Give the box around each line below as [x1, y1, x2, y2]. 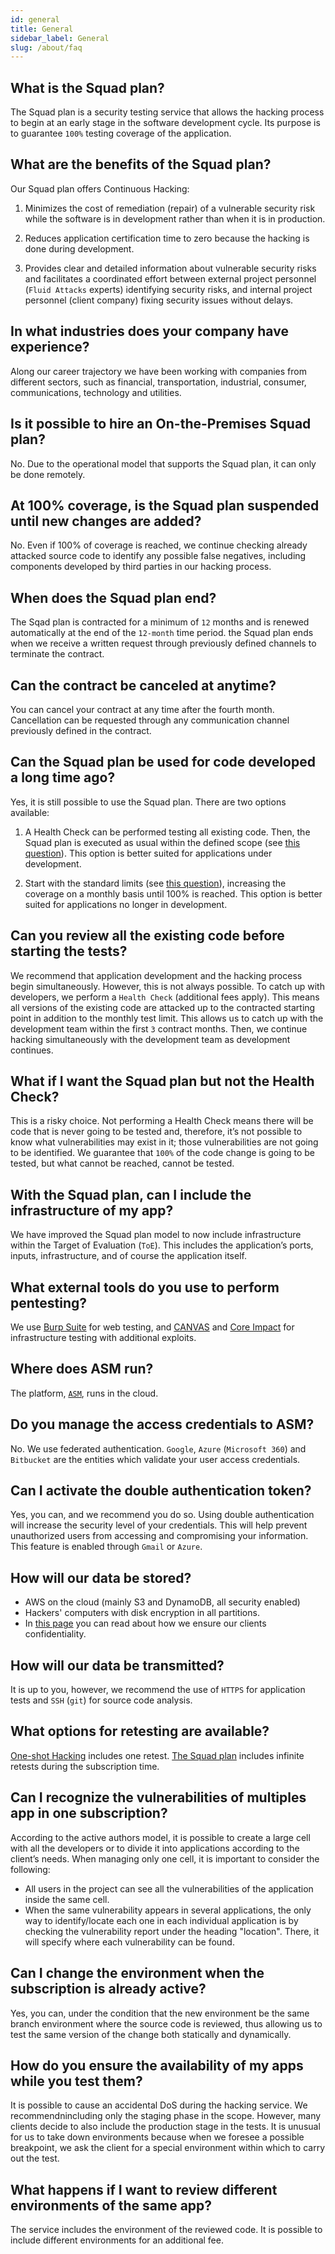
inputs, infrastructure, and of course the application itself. [10, 1250, 247, 1262]
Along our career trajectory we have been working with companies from [10, 365, 307, 377]
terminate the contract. [10, 648, 105, 660]
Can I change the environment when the [10, 1965, 265, 1982]
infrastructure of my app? [10, 1202, 174, 1219]
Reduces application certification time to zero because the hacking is [24, 232, 310, 244]
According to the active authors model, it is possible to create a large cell [10, 1831, 311, 1843]
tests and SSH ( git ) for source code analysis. [10, 1694, 193, 1706]
